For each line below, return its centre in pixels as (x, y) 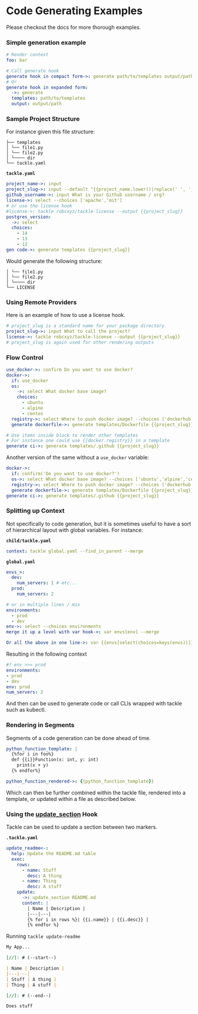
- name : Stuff (39, 870)
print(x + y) (33, 766)
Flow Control (25, 357)
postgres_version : (29, 217)
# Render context (27, 55)
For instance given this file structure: (51, 132)
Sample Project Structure (43, 119)
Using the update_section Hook (52, 814)
